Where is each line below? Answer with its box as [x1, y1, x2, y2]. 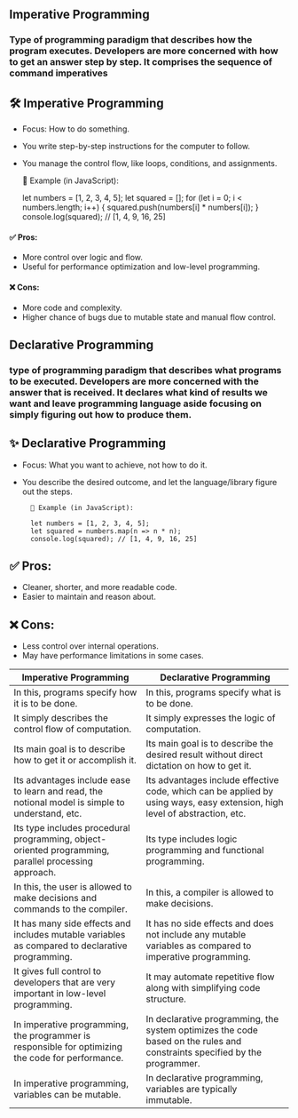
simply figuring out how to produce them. [9, 408, 192, 420]
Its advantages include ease [13, 774, 131, 787]
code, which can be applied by [145, 786, 273, 798]
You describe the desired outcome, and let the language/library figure [21, 476, 278, 487]
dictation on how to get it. [145, 760, 252, 772]
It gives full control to [13, 965, 102, 978]
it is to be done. [13, 698, 78, 710]
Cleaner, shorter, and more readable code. [21, 582, 177, 593]
